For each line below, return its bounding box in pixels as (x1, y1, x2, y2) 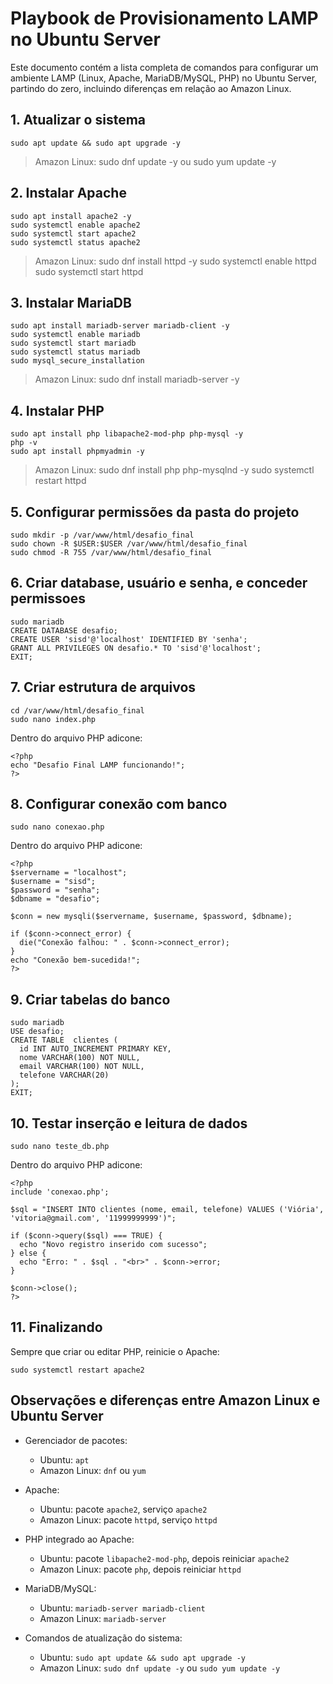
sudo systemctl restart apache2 (10, 1365, 145, 1375)
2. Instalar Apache (10, 185, 127, 202)
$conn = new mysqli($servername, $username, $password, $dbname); (10, 912, 293, 922)
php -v (10, 438, 38, 448)
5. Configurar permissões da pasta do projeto (10, 503, 300, 521)
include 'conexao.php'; (10, 1187, 110, 1197)
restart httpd (34, 475, 87, 487)
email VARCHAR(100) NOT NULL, (19, 1062, 145, 1072)
